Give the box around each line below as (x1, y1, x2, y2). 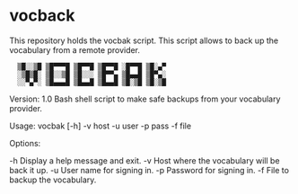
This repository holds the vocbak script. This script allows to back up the (9, 35, 279, 46)
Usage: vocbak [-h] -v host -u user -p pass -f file (9, 120, 191, 131)
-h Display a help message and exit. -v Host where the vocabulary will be (9, 154, 280, 166)
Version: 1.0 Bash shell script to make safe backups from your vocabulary (9, 93, 281, 104)
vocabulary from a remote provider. (9, 44, 141, 55)
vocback (9, 5, 75, 26)
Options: (9, 137, 41, 148)
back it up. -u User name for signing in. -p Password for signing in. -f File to (9, 164, 290, 175)
